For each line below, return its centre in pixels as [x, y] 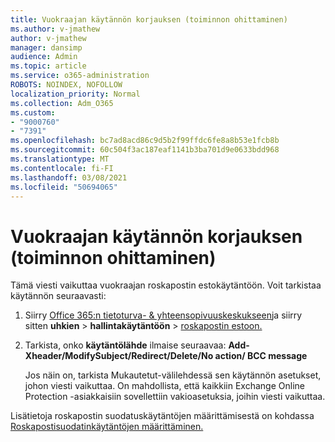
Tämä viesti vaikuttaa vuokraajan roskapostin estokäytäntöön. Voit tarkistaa [166, 285]
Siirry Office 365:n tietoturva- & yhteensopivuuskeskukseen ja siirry [163, 315]
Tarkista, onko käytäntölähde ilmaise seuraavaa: [125, 345]
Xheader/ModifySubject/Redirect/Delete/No [119, 356]
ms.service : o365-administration [80, 76]
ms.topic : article [48, 66]
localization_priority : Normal [75, 94]
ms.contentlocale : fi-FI [62, 168]
